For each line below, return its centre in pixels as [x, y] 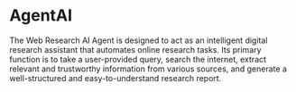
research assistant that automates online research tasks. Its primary [135, 49]
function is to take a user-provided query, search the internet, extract [138, 59]
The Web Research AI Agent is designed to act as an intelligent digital [139, 40]
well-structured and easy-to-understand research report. [116, 78]
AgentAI [41, 16]
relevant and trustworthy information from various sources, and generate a [148, 69]
